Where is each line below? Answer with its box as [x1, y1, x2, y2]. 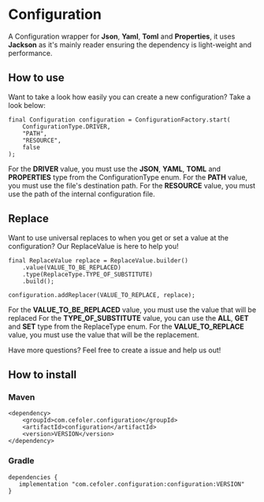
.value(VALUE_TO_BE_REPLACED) [22, 263, 122, 271]
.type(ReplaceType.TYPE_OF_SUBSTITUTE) [22, 270, 154, 278]
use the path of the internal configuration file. [8, 189, 155, 199]
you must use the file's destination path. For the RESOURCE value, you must [8, 180, 256, 190]
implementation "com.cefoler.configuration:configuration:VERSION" [18, 480, 245, 488]
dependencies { [8, 473, 58, 482]
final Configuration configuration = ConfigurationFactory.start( [8, 116, 231, 124]
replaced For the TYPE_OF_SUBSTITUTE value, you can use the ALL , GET [8, 313, 250, 322]
